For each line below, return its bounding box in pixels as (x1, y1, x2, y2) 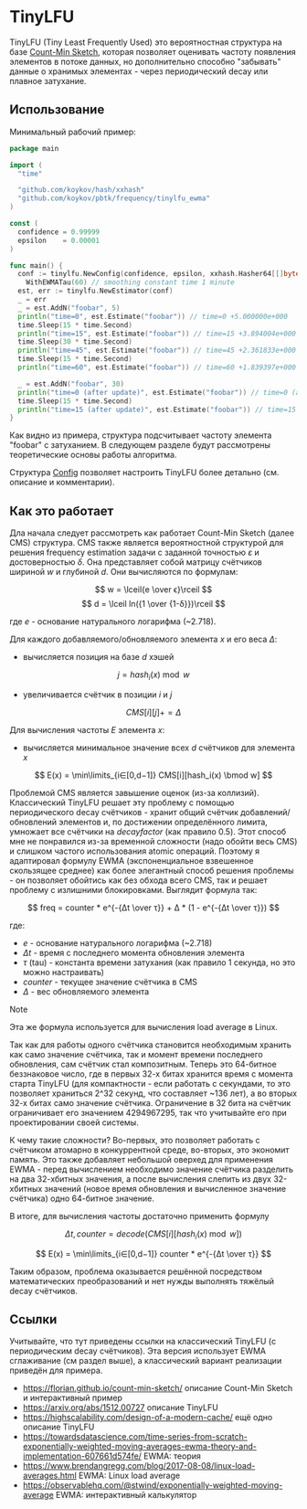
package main (9, 143, 59, 153)
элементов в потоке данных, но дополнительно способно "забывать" (9, 56, 281, 67)
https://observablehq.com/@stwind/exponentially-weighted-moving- (22, 1480, 283, 1491)
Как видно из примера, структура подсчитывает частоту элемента (9, 430, 272, 441)
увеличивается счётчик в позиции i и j (22, 688, 173, 700)
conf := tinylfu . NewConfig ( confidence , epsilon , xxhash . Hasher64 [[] (17, 270, 284, 279)
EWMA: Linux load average (78, 1470, 181, 1482)
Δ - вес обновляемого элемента (22, 985, 150, 997)
